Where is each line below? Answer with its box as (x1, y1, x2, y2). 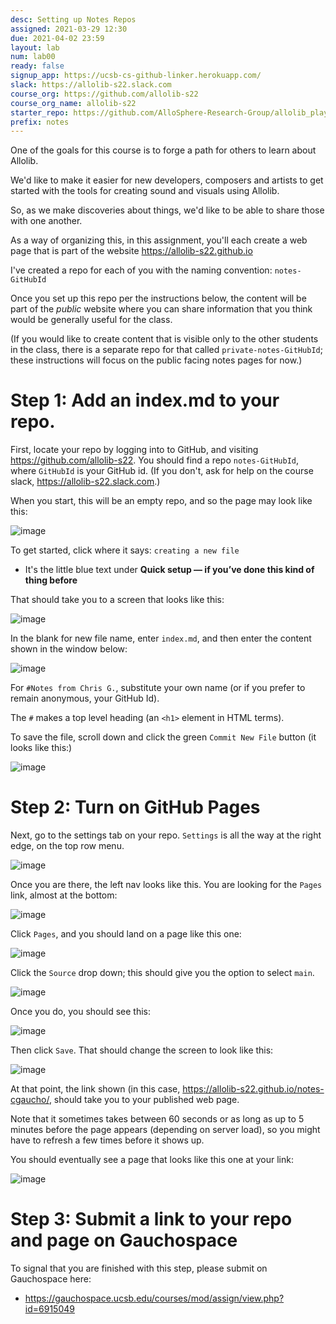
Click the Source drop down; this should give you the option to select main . (10, 967, 315, 979)
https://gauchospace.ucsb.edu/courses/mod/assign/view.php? (24, 1292, 285, 1305)
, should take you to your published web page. (48, 1094, 240, 1106)
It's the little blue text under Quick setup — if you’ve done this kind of (24, 564, 315, 576)
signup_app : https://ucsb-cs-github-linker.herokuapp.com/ (10, 71, 262, 81)
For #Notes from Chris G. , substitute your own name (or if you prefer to (10, 682, 306, 694)
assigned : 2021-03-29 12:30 (10, 24, 128, 34)
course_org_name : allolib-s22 (10, 98, 137, 108)
